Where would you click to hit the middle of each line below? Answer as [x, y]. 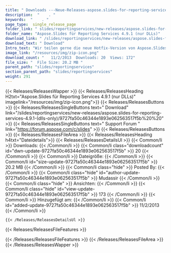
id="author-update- [120, 172]
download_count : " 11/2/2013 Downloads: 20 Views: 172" [70, 57]
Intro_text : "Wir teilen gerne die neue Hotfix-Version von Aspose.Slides [86, 48]
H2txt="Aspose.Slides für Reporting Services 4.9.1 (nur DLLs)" [70, 96]
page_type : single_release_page [41, 24]
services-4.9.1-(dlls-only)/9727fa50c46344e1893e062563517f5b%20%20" [84, 118]
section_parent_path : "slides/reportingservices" [59, 72]
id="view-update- [76, 189]
